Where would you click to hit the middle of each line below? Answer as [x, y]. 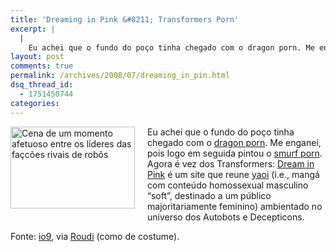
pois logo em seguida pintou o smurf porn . [235, 153]
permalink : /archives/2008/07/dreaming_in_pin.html [120, 76]
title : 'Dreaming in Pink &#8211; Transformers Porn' [125, 19]
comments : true [42, 66]
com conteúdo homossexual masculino [228, 185]
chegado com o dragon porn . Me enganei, [234, 142]
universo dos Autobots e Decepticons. [226, 217]
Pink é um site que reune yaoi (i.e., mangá [233, 174]
